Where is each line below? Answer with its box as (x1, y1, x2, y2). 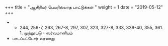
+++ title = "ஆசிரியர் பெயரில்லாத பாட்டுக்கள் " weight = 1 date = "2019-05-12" (5, 4, 163, 10)
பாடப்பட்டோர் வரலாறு (12, 36, 55, 41)
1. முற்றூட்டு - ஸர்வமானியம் (19, 30, 73, 36)
